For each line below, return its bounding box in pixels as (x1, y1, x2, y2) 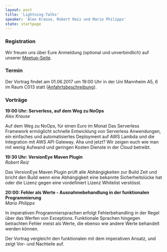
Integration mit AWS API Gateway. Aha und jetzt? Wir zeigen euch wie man (5, 139, 159, 145)
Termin (5, 67, 23, 74)
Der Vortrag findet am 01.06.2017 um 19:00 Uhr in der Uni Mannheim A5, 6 (5, 78, 158, 84)
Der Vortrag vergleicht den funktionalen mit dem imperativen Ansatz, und (5, 235, 156, 241)
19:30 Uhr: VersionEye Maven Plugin (5, 154, 83, 160)
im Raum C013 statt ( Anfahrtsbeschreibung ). (5, 84, 97, 90)
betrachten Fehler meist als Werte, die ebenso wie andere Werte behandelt (5, 220, 160, 226)
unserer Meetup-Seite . (5, 55, 52, 61)
